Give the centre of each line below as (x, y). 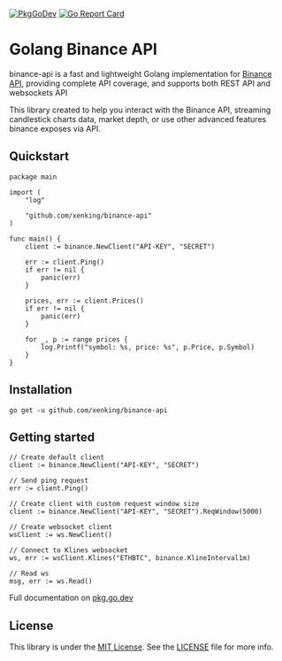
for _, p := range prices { (76, 339)
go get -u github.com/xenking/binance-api (88, 410)
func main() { (35, 239)
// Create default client (57, 457)
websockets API (38, 92)
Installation (41, 390)
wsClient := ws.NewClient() (61, 535)
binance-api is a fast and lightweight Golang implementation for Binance (141, 73)
